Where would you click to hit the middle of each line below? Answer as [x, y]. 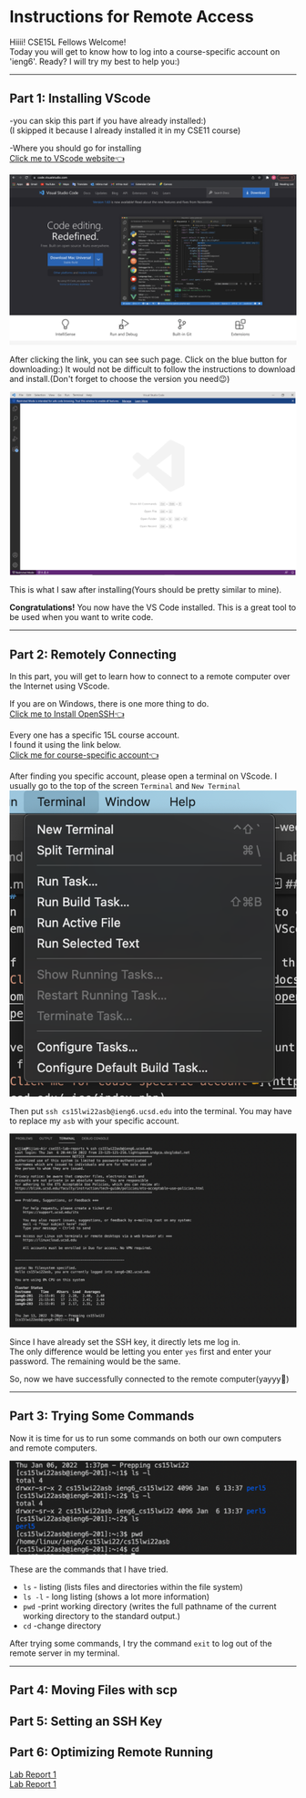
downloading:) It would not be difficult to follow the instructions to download [153, 369]
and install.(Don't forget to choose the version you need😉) [120, 379]
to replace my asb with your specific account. [94, 1121]
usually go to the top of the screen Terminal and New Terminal [125, 786]
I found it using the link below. [66, 745]
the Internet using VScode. [60, 687]
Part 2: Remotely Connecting [93, 654]
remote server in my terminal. [65, 1653]
